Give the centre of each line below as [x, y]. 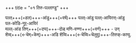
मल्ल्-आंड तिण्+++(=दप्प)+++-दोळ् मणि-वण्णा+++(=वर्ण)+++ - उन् [62, 29]
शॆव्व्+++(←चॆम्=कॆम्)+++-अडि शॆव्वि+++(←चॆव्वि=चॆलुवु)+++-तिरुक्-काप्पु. [68, 34]
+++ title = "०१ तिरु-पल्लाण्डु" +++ [37, 8]
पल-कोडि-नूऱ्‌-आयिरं [22, 23]
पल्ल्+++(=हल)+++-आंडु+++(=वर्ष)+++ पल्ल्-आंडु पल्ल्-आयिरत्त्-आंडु [65, 18]
